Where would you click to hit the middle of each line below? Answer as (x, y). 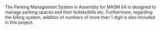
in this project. (19, 22)
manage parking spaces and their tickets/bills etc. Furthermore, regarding (79, 12)
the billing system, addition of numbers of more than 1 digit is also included (80, 17)
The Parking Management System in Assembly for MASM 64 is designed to (81, 7)
